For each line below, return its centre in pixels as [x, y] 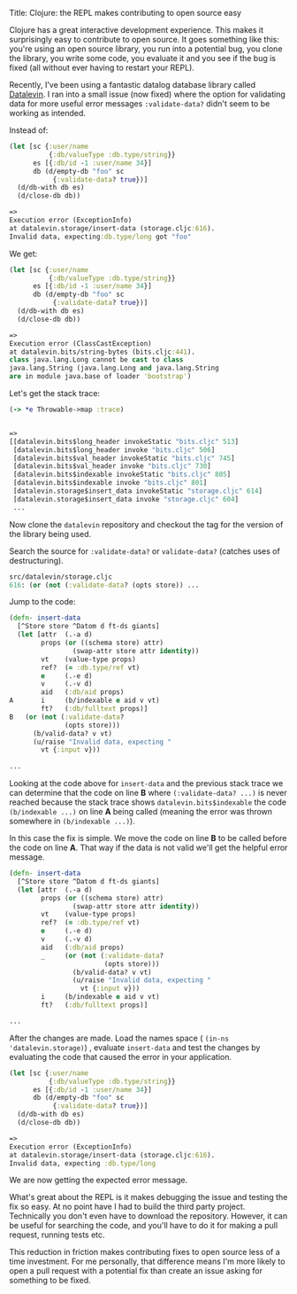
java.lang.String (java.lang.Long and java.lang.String [114, 368]
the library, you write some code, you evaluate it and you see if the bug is [143, 58]
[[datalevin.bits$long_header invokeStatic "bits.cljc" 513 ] [124, 441]
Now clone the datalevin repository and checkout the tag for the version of [146, 524]
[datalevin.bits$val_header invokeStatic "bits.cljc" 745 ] [124, 458]
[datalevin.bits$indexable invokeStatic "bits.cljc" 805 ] [122, 475]
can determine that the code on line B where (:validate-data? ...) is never [148, 793]
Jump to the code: [42, 602]
